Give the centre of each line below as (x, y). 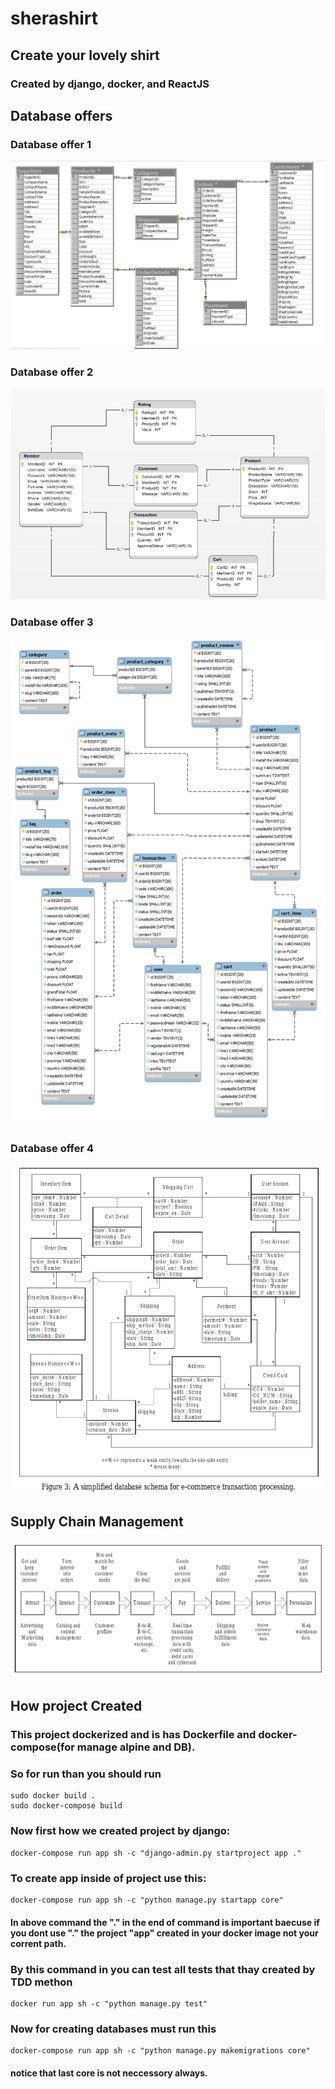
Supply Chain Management (97, 1522)
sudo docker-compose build (66, 1806)
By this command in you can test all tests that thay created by (163, 1969)
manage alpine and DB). (136, 1747)
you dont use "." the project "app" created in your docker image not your (164, 1933)
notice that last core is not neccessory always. (109, 2073)
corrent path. (38, 1943)
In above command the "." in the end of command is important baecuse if (165, 1922)
